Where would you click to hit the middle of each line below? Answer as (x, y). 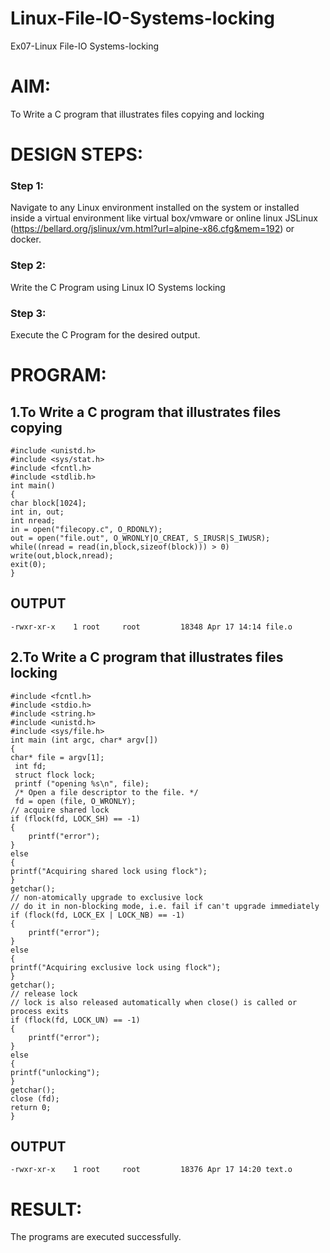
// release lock (44, 993)
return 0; (31, 1107)
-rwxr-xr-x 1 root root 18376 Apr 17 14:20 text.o (151, 1170)
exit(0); (28, 564)
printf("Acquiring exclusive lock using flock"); (116, 967)
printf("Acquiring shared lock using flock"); (109, 871)
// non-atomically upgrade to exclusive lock (106, 897)
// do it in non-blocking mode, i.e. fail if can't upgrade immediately (165, 906)
